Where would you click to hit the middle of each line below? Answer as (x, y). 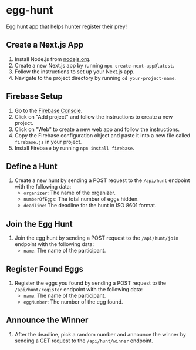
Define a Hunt (32, 166)
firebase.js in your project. (48, 142)
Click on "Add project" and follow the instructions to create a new (94, 117)
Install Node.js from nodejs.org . (53, 59)
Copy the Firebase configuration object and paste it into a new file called (102, 135)
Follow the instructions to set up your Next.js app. (75, 72)
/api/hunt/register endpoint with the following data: (79, 289)
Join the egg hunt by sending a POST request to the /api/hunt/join (97, 238)
